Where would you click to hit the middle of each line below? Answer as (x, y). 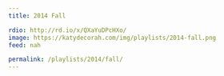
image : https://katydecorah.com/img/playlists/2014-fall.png (112, 38)
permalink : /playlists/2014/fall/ (66, 60)
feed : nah (25, 45)
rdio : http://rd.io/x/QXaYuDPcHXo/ (68, 30)
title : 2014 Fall (37, 16)
